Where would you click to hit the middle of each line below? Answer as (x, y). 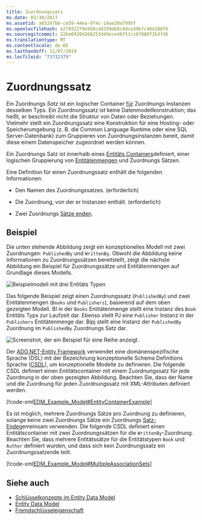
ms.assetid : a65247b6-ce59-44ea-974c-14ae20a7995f (71, 23)
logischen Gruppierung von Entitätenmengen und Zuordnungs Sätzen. (93, 160)
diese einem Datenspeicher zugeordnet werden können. (76, 142)
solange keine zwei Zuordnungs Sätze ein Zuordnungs (74, 420)
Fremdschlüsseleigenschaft (49, 510)
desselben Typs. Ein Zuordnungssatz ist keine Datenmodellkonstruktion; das (101, 110)
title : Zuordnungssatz (35, 12)
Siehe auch (28, 483)
